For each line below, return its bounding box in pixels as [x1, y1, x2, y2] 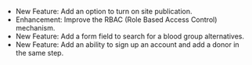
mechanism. [15, 23, 56, 32]
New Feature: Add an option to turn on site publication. [15, 7, 193, 16]
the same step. [15, 49, 64, 57]
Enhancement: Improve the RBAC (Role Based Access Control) [15, 15, 218, 24]
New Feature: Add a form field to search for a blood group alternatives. [15, 31, 245, 41]
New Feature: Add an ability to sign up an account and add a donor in [15, 40, 240, 49]
